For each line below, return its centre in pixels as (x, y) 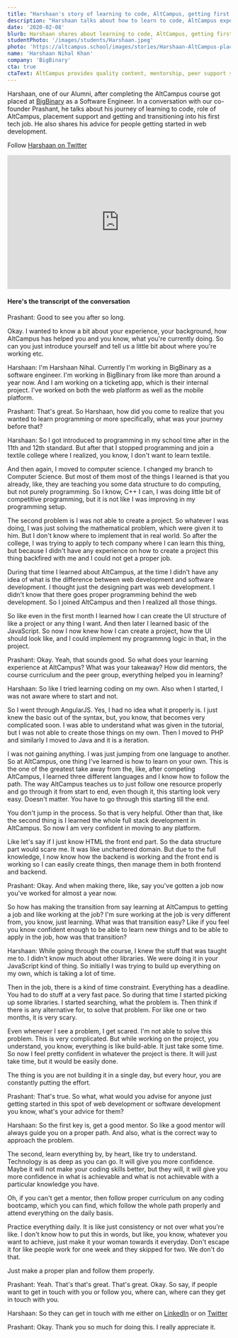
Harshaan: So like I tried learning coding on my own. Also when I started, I (115, 689)
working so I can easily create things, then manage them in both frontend (114, 865)
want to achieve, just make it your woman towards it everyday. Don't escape (119, 1242)
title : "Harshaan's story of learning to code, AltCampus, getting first (119, 14)
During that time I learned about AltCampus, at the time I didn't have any (113, 572)
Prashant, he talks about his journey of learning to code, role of (124, 109)
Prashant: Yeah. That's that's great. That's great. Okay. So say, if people (112, 1285)
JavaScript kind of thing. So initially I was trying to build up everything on (114, 966)
